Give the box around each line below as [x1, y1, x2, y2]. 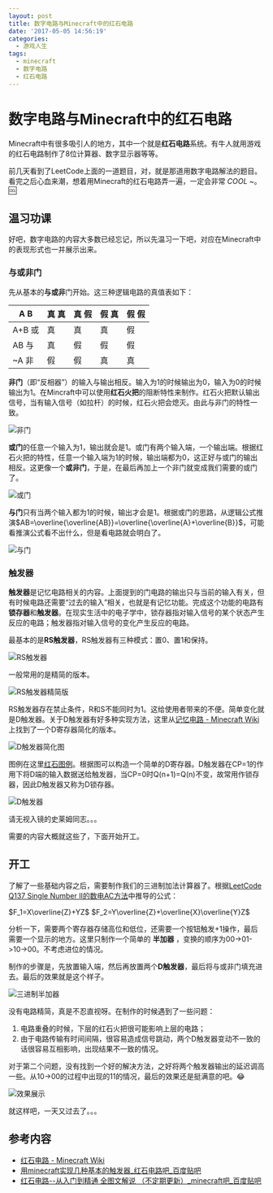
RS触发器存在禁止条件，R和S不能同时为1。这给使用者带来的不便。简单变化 [8, 704, 258, 714]
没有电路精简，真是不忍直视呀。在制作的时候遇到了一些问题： [8, 1006, 215, 1016]
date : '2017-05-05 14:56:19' [8, 27, 107, 35]
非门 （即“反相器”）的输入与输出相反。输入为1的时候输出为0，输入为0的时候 [8, 377, 262, 387]
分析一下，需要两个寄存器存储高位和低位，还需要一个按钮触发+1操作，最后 [8, 924, 258, 933]
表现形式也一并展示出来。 [15, 245, 102, 255]
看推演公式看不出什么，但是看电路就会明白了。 [8, 527, 165, 537]
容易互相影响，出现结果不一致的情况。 [34, 1043, 163, 1054]
